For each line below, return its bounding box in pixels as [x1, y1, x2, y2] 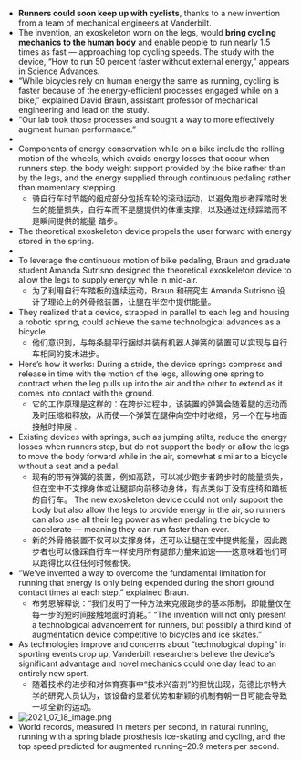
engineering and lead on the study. [17, 105, 150, 115]
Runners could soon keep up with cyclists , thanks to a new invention [17, 8, 281, 18]
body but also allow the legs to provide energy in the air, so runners [31, 505, 285, 515]
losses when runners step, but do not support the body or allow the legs [17, 441, 290, 452]
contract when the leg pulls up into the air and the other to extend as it [17, 378, 283, 388]
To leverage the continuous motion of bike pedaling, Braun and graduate [17, 255, 291, 265]
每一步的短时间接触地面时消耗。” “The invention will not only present [31, 610, 287, 620]
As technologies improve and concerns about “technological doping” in [17, 639, 287, 650]
